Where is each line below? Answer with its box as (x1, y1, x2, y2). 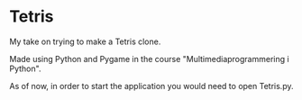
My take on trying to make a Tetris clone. (9, 36, 161, 47)
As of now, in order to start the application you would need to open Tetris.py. (9, 80, 294, 91)
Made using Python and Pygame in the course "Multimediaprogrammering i (9, 53, 290, 64)
